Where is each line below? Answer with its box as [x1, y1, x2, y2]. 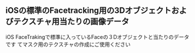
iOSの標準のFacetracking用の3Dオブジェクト [5, 5, 172, 16]
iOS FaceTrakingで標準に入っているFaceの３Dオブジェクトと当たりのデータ [5, 33, 190, 40]
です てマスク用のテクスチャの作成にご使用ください [5, 41, 131, 48]
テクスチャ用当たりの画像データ [13, 16, 130, 26]
